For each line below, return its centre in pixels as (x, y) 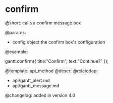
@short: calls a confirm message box (43, 23)
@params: (16, 32)
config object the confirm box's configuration (59, 42)
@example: (17, 51)
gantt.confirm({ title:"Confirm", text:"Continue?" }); (57, 61)
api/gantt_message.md (36, 86)
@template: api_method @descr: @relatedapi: (52, 71)
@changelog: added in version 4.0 (40, 95)
